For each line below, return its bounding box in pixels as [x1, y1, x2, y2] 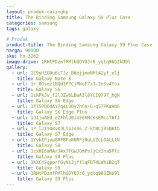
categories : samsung [6, 20, 58, 26]
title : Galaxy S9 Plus [17, 176, 74, 182]
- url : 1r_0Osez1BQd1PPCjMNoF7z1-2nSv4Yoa [11, 81, 120, 87]
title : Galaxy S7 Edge [17, 132, 74, 138]
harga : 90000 [6, 47, 39, 54]
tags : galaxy [6, 25, 39, 32]
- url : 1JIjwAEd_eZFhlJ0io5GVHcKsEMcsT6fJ [11, 115, 120, 121]
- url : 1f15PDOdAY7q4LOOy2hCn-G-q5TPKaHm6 [11, 103, 120, 109]
